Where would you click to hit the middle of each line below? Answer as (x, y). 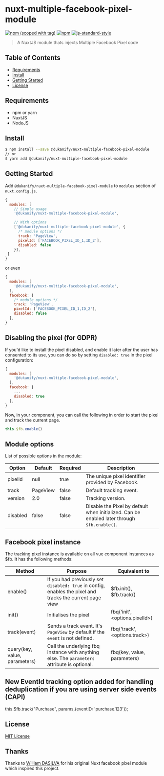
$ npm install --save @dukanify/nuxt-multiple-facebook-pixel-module (77, 150)
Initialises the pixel (68, 615)
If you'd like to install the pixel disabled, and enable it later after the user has (82, 350)
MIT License (18, 736)
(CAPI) (15, 697)
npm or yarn (24, 112)
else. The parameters (71, 658)
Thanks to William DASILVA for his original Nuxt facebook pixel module (76, 763)
